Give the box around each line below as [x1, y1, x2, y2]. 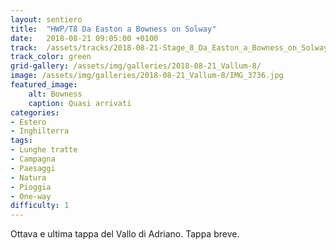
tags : [10, 136, 33, 146]
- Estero [10, 117, 47, 127]
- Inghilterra [10, 126, 70, 136]
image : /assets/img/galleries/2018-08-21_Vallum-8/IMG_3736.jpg [10, 71, 284, 81]
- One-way [10, 191, 52, 201]
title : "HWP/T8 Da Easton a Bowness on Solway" [10, 24, 217, 34]
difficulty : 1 [10, 201, 70, 211]
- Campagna [10, 154, 56, 164]
